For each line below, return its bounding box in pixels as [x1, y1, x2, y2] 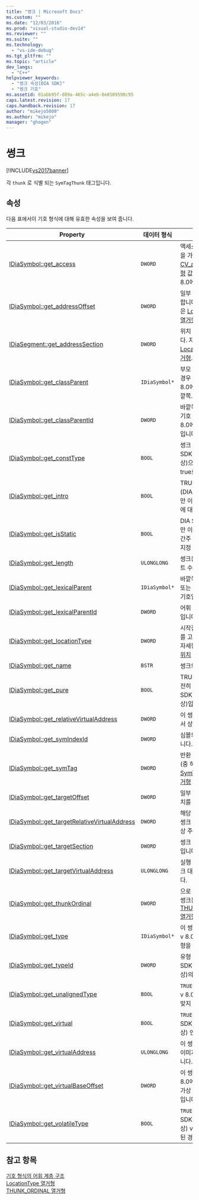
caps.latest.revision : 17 [6, 97, 70, 103]
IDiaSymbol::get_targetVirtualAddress [9, 866, 114, 875]
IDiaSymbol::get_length [9, 559, 74, 567]
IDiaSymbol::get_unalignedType [9, 990, 97, 998]
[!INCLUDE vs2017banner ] [6, 167, 69, 174]
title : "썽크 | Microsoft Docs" [6, 8, 84, 15]
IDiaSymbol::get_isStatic [9, 529, 77, 538]
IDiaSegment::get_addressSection [9, 340, 104, 348]
